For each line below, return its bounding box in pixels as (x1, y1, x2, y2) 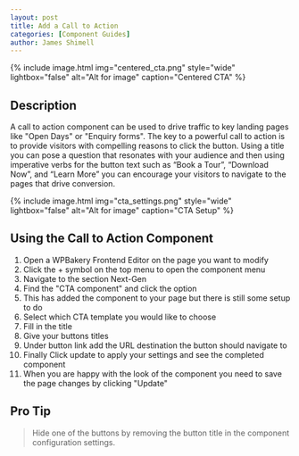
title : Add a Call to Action (10, 21, 119, 30)
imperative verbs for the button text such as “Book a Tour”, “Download (10, 160, 269, 170)
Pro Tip (10, 403, 52, 419)
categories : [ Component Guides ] (10, 29, 130, 38)
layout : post (10, 12, 59, 22)
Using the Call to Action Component (10, 231, 213, 246)
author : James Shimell (10, 37, 95, 47)
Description (10, 97, 77, 112)
